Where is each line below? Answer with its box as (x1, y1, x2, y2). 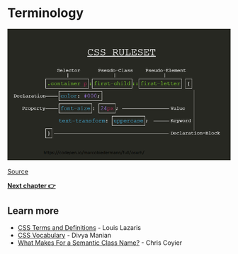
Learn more (7, 204, 59, 217)
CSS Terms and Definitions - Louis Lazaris (17, 224, 142, 232)
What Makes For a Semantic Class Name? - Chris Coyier (17, 238, 183, 247)
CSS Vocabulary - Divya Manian (17, 231, 112, 240)
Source (7, 168, 28, 176)
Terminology (7, 5, 84, 21)
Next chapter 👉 (7, 182, 56, 190)
